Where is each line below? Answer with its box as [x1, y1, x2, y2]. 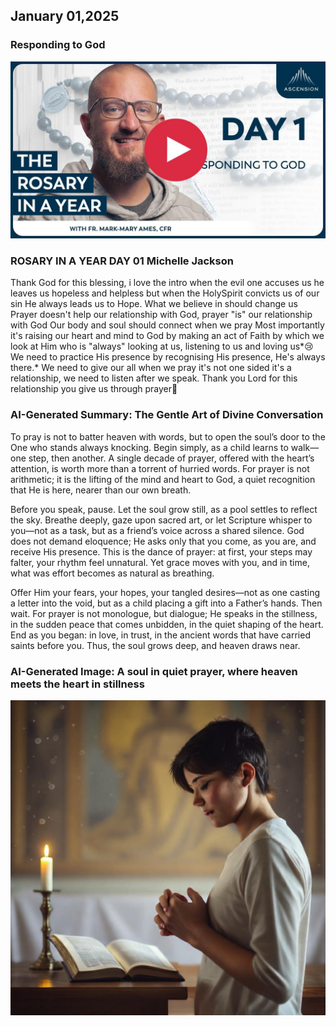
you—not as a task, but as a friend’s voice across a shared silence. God [10, 524, 305, 536]
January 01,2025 [10, 8, 120, 25]
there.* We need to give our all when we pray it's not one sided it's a [10, 362, 292, 374]
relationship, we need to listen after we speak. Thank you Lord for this [10, 372, 298, 384]
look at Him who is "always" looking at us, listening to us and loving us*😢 [10, 340, 314, 353]
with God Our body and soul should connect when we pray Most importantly [10, 319, 325, 331]
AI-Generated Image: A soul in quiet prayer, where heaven [10, 664, 298, 678]
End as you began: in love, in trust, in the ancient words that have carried [10, 629, 311, 641]
